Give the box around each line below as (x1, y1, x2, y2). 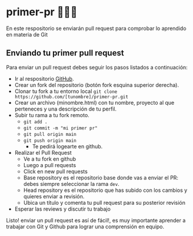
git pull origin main (23, 131, 76, 137)
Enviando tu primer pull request (6, 48, 125, 58)
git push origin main (23, 138, 76, 144)
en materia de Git (6, 31, 48, 38)
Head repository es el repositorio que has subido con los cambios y (23, 187, 188, 194)
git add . (23, 119, 48, 125)
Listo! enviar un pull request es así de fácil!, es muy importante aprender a (6, 217, 186, 224)
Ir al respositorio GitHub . (14, 75, 74, 82)
